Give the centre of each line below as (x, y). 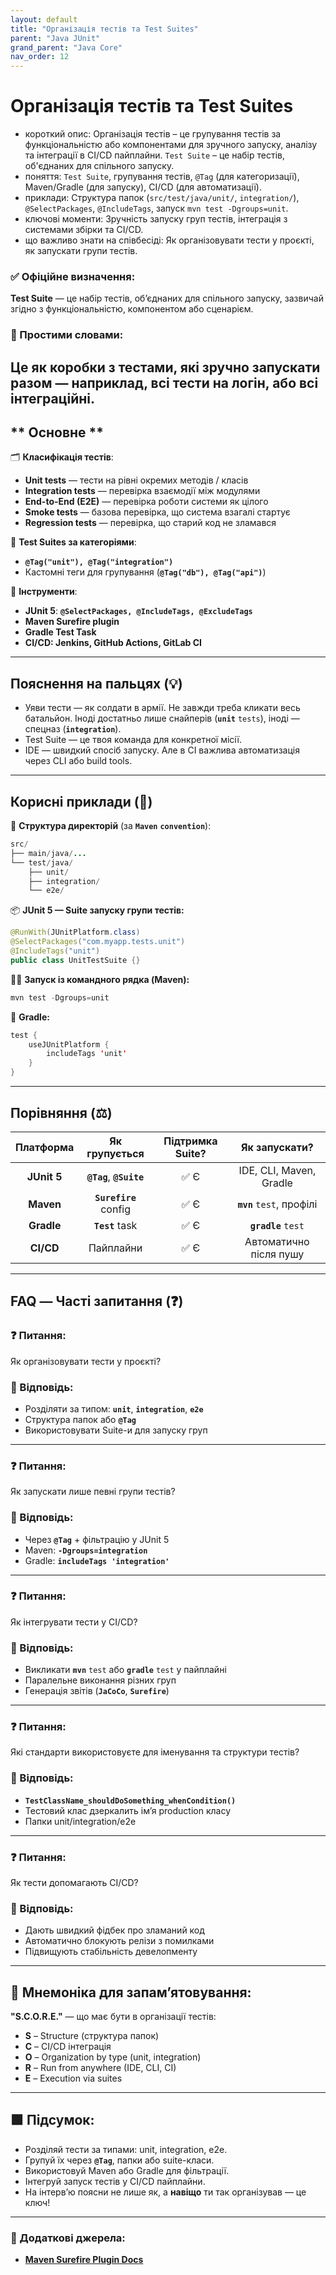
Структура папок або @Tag (80, 1419)
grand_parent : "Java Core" (66, 47)
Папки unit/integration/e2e (80, 1821)
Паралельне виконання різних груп (100, 1680)
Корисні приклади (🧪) (81, 801)
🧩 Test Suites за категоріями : (73, 542)
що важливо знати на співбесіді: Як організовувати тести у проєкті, (169, 240)
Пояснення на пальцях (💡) (96, 683)
